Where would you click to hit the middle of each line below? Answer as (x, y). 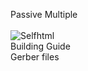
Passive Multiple (44, 14)
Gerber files (35, 57)
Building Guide (40, 46)
